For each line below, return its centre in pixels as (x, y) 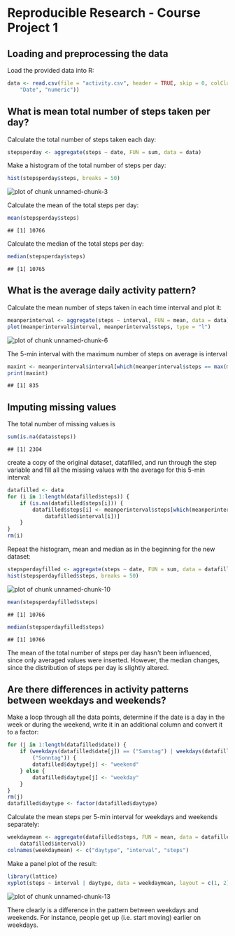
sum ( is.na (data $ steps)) (42, 437)
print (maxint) (28, 373)
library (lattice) (33, 876)
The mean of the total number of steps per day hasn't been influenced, (109, 652)
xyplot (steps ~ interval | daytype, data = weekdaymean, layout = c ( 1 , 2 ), (120, 883)
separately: (23, 825)
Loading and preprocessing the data (88, 54)
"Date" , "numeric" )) (50, 90)
